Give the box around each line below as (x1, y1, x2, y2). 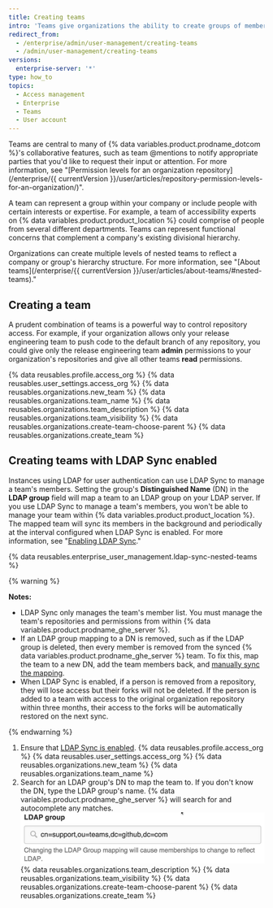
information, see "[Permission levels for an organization (8, 165, 195, 175)
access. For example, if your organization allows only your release (8, 328, 230, 337)
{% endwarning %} (8, 727, 73, 736)
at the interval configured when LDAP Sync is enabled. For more (8, 527, 223, 537)
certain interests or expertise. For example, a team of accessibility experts (8, 207, 257, 217)
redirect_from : (8, 30, 60, 38)
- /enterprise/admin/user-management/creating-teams (15, 39, 198, 47)
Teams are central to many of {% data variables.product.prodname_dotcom (8, 139, 261, 150)
